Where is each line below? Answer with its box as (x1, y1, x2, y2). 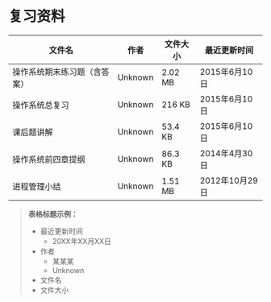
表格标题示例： (27, 209, 78, 218)
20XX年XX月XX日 (52, 236, 111, 246)
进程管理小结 (12, 180, 62, 192)
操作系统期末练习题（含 (12, 66, 102, 77)
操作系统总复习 (12, 99, 70, 110)
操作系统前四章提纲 (12, 154, 86, 165)
